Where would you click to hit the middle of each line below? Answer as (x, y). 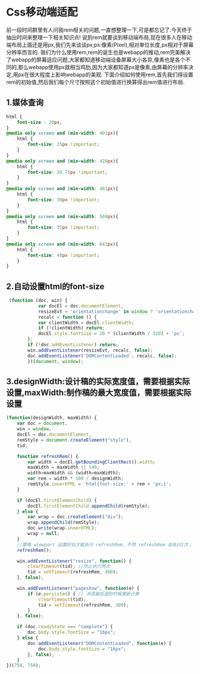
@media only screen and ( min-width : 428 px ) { (62, 161)
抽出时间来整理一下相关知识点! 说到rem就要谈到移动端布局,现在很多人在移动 (99, 37)
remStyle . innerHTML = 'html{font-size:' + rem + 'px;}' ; (99, 484)
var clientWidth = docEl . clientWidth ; (86, 322)
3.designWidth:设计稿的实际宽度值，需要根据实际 (98, 381)
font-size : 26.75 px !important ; (68, 172)
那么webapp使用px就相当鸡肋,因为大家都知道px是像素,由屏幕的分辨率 (103, 67)
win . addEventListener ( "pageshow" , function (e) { (78, 588)
